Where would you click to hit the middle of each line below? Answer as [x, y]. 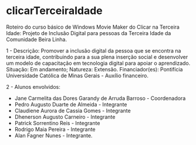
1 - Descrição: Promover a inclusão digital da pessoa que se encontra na [94, 50]
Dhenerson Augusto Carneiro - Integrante [65, 117]
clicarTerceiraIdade [54, 11]
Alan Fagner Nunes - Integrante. [53, 135]
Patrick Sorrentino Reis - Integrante [57, 123]
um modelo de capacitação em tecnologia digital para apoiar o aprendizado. [98, 63]
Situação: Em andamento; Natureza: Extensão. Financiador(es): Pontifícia [94, 69]
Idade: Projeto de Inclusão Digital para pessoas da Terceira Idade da [89, 33]
